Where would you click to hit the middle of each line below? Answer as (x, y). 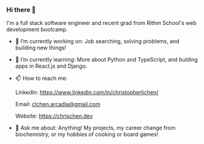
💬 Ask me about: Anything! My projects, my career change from (95, 128)
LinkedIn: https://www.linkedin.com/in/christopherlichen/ (87, 92)
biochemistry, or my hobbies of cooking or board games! (87, 134)
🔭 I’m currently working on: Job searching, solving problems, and (97, 41)
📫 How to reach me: (41, 78)
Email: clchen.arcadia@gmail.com (58, 104)
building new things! (41, 48)
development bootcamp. (37, 29)
